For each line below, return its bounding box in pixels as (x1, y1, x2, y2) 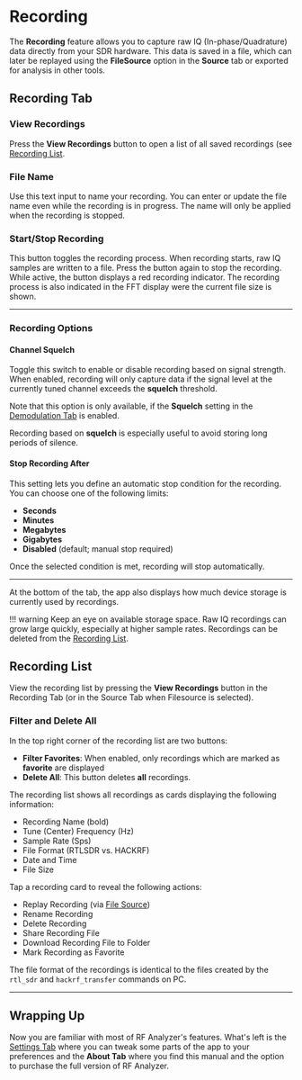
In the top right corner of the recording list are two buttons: (9, 735, 227, 746)
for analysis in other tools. (9, 65, 106, 76)
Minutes (22, 515, 55, 526)
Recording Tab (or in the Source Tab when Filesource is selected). (9, 692, 254, 703)
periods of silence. (9, 437, 79, 448)
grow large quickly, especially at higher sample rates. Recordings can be (9, 623, 279, 634)
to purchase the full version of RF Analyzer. (9, 1060, 169, 1072)
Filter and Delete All (9, 715, 97, 727)
